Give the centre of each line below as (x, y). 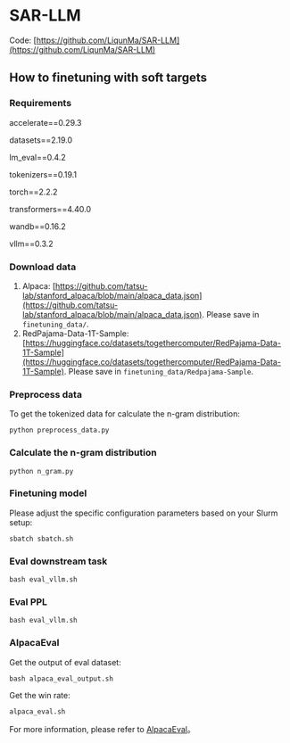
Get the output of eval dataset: (66, 662)
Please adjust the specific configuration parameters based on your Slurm (144, 513)
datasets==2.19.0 (41, 140)
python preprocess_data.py (59, 430)
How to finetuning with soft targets (108, 78)
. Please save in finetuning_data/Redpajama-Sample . (159, 371)
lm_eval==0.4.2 (38, 157)
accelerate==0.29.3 (46, 122)
